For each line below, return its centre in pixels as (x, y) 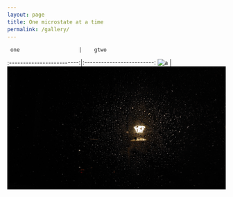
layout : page (26, 15)
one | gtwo (59, 50)
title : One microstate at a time (55, 22)
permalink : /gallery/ (38, 29)
